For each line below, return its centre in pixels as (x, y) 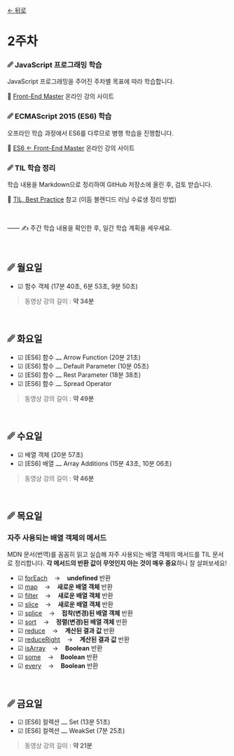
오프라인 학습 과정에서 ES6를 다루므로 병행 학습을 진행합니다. (90, 133)
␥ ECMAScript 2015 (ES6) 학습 (60, 117)
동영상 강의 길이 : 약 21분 (58, 745)
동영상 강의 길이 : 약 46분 (59, 478)
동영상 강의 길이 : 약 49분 (59, 398)
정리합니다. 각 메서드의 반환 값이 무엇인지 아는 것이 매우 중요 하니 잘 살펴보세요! (121, 563)
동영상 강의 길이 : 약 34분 (59, 301)
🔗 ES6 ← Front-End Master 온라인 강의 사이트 (71, 148)
